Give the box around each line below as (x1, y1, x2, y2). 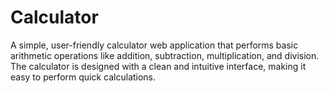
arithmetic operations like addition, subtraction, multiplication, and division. (10, 49, 320, 61)
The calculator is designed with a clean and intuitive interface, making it (10, 60, 307, 72)
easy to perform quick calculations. (10, 71, 157, 83)
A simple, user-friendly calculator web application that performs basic (10, 39, 299, 51)
